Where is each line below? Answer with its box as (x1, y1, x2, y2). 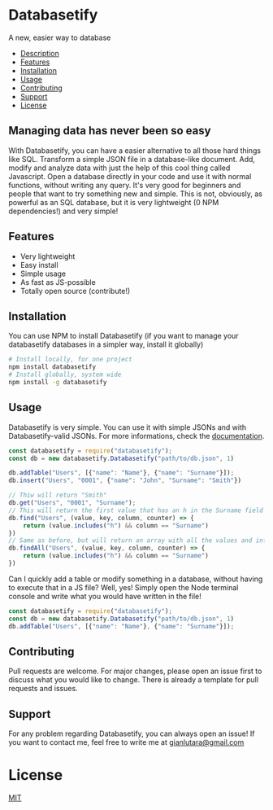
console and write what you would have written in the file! (8, 591, 201, 601)
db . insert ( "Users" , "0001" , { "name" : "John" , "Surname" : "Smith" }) (8, 476, 242, 485)
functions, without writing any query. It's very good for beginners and (8, 180, 241, 190)
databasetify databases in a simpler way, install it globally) (8, 339, 204, 349)
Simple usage (19, 269, 67, 278)
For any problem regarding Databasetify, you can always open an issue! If (8, 729, 255, 738)
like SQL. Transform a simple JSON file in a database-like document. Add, (8, 154, 256, 164)
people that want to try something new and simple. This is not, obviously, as (8, 189, 262, 199)
